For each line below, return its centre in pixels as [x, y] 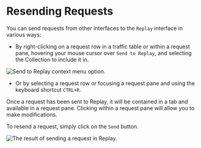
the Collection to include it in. [52, 59]
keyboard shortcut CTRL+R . [48, 89]
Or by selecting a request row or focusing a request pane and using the [105, 83]
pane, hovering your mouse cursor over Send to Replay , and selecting [103, 53]
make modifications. [32, 114]
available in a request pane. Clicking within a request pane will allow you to [100, 108]
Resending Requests [60, 11]
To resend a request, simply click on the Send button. [72, 126]
